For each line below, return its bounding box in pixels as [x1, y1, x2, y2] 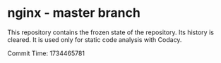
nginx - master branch [7, 5, 141, 21]
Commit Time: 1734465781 [7, 49, 85, 57]
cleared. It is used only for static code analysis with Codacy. [7, 35, 182, 43]
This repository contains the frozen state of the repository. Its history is [7, 28, 214, 36]
